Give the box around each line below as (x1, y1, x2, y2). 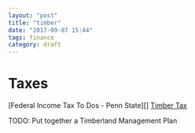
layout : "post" (8, 11, 58, 20)
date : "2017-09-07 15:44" (8, 26, 93, 34)
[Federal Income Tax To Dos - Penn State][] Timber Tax (8, 101, 187, 110)
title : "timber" (8, 19, 61, 27)
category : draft (8, 41, 61, 49)
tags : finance (8, 33, 55, 42)
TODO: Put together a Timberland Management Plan (8, 116, 178, 126)
